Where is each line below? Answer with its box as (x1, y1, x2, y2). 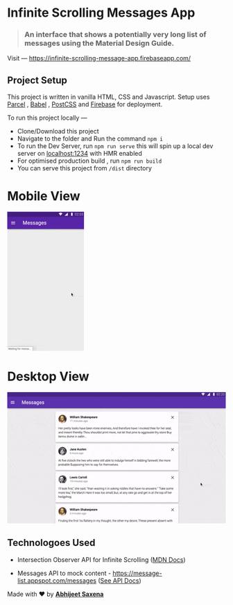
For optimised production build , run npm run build (17, 156, 162, 165)
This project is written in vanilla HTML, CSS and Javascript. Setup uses (7, 92, 210, 102)
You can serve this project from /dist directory (17, 164, 153, 172)
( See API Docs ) (98, 576, 142, 585)
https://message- (112, 569, 162, 577)
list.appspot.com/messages (17, 576, 97, 585)
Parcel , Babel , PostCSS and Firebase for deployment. (7, 100, 163, 108)
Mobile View (7, 188, 80, 204)
